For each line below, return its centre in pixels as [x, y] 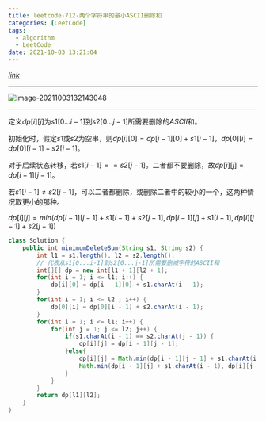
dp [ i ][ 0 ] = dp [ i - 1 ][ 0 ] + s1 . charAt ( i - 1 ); [127, 285]
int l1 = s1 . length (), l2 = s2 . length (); [106, 255]
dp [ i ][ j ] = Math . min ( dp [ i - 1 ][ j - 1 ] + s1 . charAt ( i [168, 358]
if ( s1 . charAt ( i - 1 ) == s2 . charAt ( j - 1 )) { [139, 337]
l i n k [14, 75]
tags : [17, 30]
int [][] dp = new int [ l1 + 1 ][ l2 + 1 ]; [103, 270]
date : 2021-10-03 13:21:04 [53, 52]
